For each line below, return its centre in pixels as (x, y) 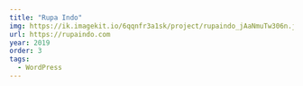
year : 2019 (30, 43)
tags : (19, 59)
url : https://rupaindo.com (60, 34)
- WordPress (40, 68)
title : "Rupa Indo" (46, 17)
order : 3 (26, 51)
